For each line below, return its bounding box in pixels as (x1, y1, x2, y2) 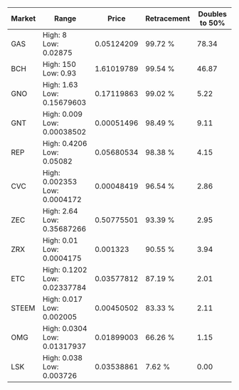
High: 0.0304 (42, 324, 87, 333)
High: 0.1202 (42, 265, 87, 275)
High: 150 (42, 60, 77, 69)
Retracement (145, 14, 191, 23)
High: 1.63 (42, 80, 78, 90)
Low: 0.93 (42, 68, 77, 78)
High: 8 (42, 30, 68, 40)
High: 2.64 (42, 206, 78, 216)
